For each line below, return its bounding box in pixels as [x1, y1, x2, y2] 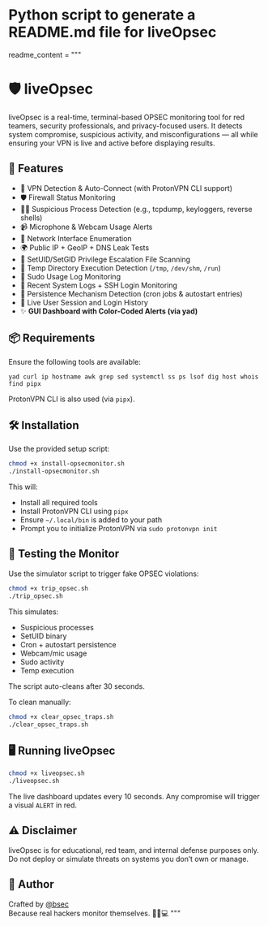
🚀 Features [8, 162, 64, 175]
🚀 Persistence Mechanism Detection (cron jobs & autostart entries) [19, 288, 243, 298]
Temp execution [19, 665, 74, 675]
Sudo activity [19, 656, 65, 667]
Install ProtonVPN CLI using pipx [19, 506, 129, 517]
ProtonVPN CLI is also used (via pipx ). [8, 394, 135, 404]
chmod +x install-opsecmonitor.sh [8, 460, 125, 468]
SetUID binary [19, 631, 67, 641]
